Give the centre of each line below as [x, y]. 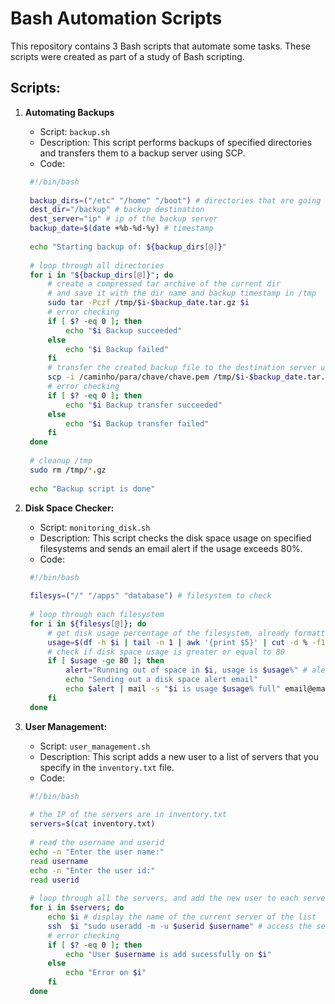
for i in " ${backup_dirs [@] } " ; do [101, 275]
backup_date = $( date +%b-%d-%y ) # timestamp [121, 228]
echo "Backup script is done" [92, 488]
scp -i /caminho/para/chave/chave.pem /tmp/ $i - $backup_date [175, 377]
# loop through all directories [97, 265]
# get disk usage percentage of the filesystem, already [168, 633]
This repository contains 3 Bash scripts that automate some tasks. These [161, 46]
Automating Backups [69, 112]
